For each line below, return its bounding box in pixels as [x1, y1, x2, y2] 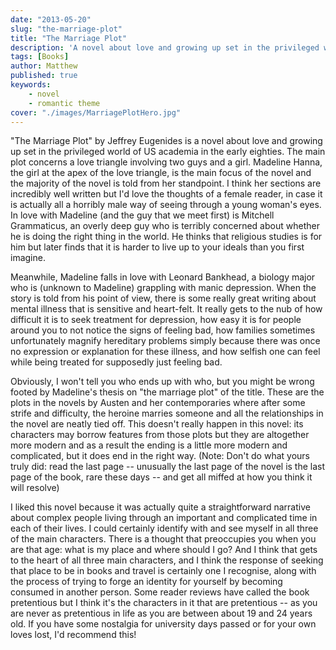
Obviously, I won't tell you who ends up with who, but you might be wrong [10, 376, 315, 388]
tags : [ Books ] [10, 52, 70, 62]
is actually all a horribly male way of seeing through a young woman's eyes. [10, 199, 322, 211]
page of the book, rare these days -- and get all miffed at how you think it [10, 471, 313, 483]
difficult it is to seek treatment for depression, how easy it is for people [10, 314, 302, 326]
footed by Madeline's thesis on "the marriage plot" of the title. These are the [10, 386, 325, 398]
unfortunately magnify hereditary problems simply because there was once [10, 335, 321, 347]
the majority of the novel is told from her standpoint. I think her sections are [10, 177, 322, 190]
